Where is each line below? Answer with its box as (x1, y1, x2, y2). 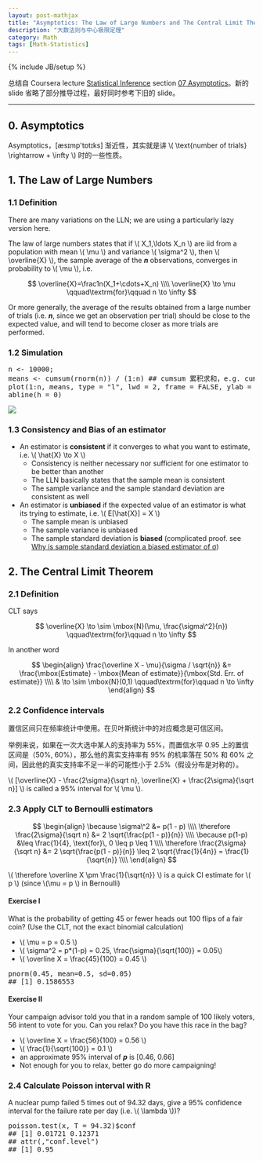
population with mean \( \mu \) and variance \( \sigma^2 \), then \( (8, 246, 221, 256)
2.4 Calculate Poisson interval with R (8, 1080, 151, 1091)
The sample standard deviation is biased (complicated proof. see (31, 534, 241, 543)
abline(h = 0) (8, 390, 63, 399)
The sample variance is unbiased (31, 525, 139, 535)
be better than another (31, 467, 104, 476)
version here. (8, 223, 51, 232)
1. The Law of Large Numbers (8, 173, 153, 187)
